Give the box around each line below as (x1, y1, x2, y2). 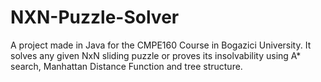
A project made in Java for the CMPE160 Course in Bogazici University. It (10, 39, 312, 51)
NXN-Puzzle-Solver (10, 6, 180, 29)
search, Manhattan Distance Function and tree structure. (10, 60, 243, 72)
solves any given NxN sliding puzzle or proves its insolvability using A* (10, 49, 302, 61)
